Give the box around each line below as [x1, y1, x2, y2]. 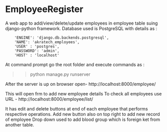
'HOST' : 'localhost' [14, 53, 59, 58]
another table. [5, 121, 34, 127]
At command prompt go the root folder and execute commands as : [5, 61, 145, 67]
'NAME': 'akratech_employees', [14, 39, 80, 45]
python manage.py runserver [30, 71, 91, 77]
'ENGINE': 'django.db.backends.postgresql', [14, 35, 109, 40]
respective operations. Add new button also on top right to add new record [5, 111, 160, 117]
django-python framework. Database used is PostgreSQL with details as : [5, 25, 157, 31]
